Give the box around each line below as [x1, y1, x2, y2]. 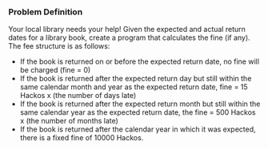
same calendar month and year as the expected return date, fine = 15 [19, 82, 248, 92]
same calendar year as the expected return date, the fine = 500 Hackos [19, 108, 256, 117]
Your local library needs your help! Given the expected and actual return [8, 25, 246, 34]
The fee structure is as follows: [8, 41, 110, 51]
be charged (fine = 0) [19, 65, 91, 75]
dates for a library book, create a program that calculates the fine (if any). [8, 33, 250, 42]
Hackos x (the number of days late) [19, 91, 137, 100]
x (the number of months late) [19, 116, 118, 126]
